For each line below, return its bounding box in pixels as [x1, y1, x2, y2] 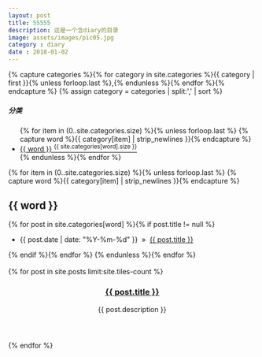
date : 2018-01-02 [8, 48, 68, 56]
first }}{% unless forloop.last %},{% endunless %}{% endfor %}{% [8, 78, 226, 87]
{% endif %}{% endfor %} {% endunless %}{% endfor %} [8, 250, 197, 260]
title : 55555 [8, 19, 51, 27]
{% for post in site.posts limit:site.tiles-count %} [8, 267, 164, 277]
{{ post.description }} [98, 304, 167, 314]
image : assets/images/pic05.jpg [8, 33, 114, 42]
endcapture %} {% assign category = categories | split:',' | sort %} [8, 87, 223, 95]
